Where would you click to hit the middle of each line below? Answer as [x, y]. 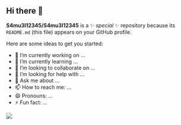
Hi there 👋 [25, 11]
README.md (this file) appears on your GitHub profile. [69, 32]
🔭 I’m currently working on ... [50, 55]
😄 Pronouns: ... [34, 95]
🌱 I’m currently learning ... [46, 61]
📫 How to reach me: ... [43, 87]
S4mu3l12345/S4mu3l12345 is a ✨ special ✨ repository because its [91, 25]
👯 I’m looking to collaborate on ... [55, 68]
